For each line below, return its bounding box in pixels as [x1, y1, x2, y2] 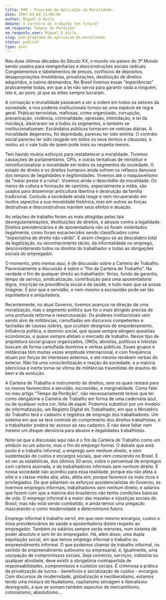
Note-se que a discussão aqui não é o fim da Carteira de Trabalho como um [5, 437, 160, 443]
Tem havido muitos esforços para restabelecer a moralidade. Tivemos [5, 151, 148, 157]
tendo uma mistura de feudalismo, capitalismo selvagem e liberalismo [5, 579, 148, 585]
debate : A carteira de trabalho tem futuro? [5, 21, 99, 26]
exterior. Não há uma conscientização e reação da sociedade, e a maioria [5, 359, 155, 365]
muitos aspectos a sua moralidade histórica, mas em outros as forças [5, 198, 147, 204]
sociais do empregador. [5, 251, 54, 257]
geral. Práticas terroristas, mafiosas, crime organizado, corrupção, [5, 110, 141, 116]
